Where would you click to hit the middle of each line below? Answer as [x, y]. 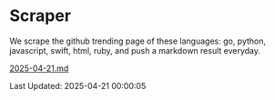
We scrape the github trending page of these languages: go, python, [138, 41]
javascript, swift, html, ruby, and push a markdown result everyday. [135, 50]
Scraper [40, 16]
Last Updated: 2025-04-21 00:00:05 [78, 85]
